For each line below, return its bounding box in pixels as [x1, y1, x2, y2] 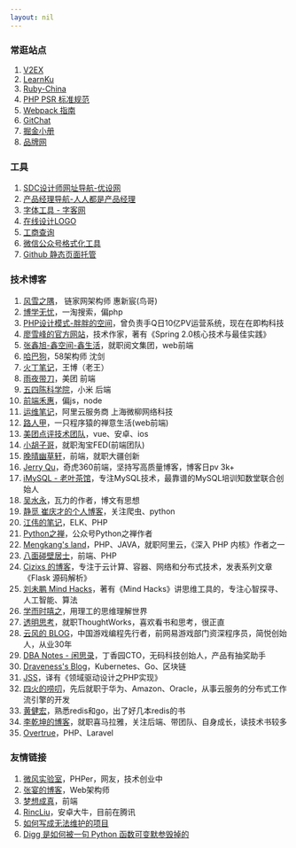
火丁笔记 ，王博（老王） [22, 362, 109, 372]
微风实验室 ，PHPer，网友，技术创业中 [22, 773, 163, 784]
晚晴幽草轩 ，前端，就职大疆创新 [22, 450, 140, 461]
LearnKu [22, 74, 54, 84]
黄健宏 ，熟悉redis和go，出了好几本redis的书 [22, 705, 185, 716]
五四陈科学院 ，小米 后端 [22, 384, 112, 394]
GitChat [22, 114, 51, 125]
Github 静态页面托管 [22, 249, 97, 260]
